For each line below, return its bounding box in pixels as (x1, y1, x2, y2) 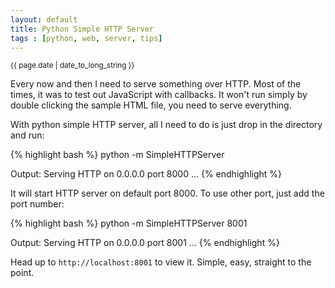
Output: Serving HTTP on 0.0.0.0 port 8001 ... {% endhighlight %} (10, 237, 280, 249)
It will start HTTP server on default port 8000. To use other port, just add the (10, 187, 325, 200)
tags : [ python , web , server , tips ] (10, 33, 163, 43)
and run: (10, 129, 45, 141)
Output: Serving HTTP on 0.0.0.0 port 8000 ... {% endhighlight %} (10, 168, 283, 180)
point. (10, 267, 35, 279)
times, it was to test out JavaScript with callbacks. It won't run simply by (10, 89, 308, 101)
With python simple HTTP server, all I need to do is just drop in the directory (10, 119, 323, 131)
